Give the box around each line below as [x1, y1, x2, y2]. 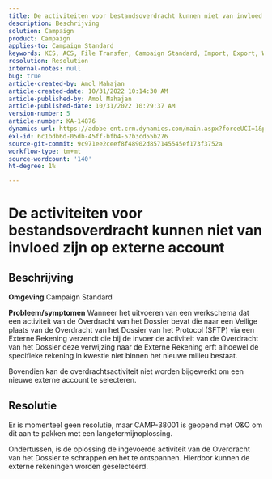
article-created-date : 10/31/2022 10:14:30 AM [8, 87, 168, 95]
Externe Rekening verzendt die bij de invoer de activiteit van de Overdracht [8, 333, 259, 344]
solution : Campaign [8, 27, 74, 35]
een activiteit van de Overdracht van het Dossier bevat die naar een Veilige [8, 316, 258, 326]
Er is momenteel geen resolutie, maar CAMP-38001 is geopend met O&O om [8, 420, 263, 430]
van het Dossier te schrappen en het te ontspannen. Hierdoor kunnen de [8, 452, 250, 462]
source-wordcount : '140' [8, 155, 92, 163]
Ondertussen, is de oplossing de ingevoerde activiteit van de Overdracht [8, 444, 251, 454]
